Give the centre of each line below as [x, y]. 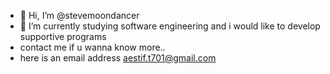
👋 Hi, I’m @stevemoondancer [79, 15]
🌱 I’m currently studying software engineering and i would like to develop [170, 26]
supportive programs [63, 36]
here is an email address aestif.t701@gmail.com [118, 58]
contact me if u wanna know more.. [92, 47]
